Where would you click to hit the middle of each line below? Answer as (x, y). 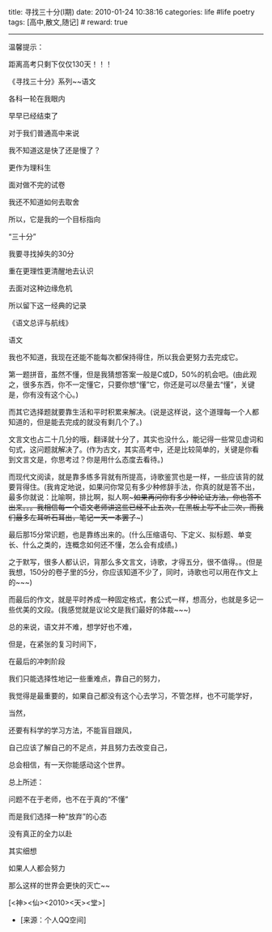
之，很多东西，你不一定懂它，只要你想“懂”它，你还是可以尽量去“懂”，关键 (132, 384)
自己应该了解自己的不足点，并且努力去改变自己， (90, 747)
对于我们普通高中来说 (44, 133)
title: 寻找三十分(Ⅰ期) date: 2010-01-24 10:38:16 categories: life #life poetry (132, 12)
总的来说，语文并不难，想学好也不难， (72, 627)
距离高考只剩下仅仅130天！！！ (61, 64)
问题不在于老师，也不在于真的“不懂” (68, 799)
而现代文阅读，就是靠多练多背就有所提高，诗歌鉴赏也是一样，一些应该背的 (132, 477)
